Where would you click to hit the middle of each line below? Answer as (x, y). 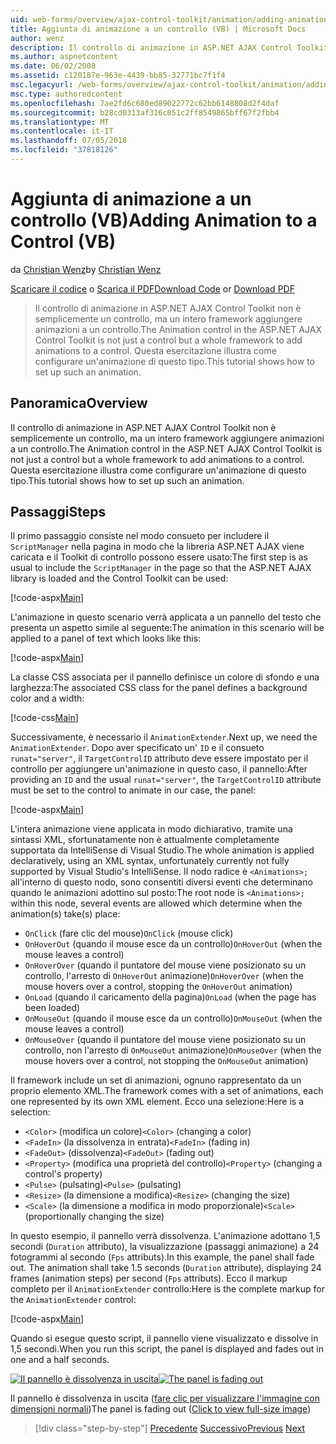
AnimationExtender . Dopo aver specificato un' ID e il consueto (137, 748)
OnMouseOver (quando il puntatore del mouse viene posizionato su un (165, 1040)
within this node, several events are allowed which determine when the (156, 903)
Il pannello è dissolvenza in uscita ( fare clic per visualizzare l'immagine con (165, 1398)
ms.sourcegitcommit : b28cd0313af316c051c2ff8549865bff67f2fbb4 (145, 112)
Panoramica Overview (79, 403)
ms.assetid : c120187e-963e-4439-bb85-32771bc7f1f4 (118, 76)
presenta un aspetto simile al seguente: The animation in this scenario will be (167, 628)
